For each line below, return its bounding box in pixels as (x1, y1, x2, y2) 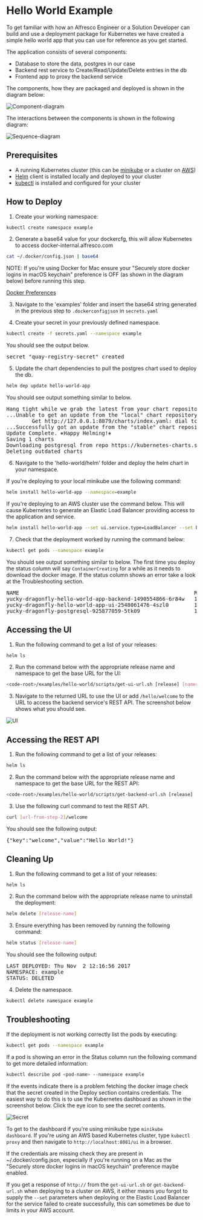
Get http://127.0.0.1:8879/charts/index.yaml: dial (31, 418, 188, 424)
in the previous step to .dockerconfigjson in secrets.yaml (14, 307, 158, 315)
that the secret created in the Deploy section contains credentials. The (6, 1089, 182, 1096)
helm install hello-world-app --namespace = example (6, 489, 137, 495)
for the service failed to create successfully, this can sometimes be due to (6, 1200, 190, 1207)
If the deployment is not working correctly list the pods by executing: (6, 1030, 178, 1038)
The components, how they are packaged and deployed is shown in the (6, 84, 184, 91)
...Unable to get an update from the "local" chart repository (6, 412, 198, 418)
